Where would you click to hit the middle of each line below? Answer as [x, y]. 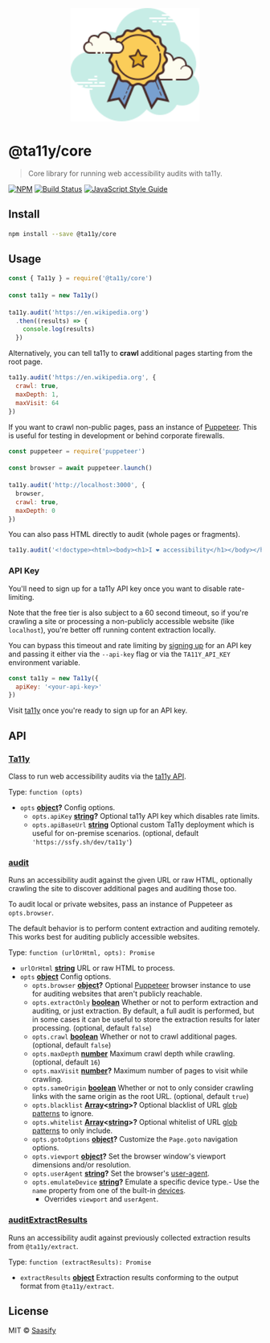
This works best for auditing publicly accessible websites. [104, 937]
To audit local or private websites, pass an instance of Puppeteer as [121, 904]
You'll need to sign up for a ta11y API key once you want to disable [118, 589]
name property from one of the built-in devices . [109, 1191]
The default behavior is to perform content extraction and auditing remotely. [134, 928]
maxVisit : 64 [37, 403]
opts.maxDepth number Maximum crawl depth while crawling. [133, 1054]
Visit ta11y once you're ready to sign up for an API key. [98, 711]
